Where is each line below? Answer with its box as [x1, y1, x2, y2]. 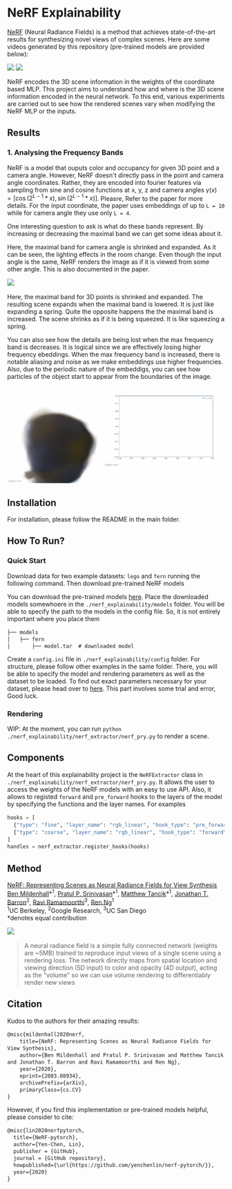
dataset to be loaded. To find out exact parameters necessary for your [7, 677, 207, 685]
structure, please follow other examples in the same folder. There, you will [7, 662, 217, 670]
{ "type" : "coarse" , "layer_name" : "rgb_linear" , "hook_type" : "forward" [13, 829, 227, 836]
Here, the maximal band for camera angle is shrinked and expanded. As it [7, 243, 216, 251]
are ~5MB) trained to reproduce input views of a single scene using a [23, 949, 222, 957]
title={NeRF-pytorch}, [13, 1134, 79, 1141]
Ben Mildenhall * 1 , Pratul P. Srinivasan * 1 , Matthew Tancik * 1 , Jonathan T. [7, 888, 209, 897]
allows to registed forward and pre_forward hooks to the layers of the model [7, 792, 222, 801]
